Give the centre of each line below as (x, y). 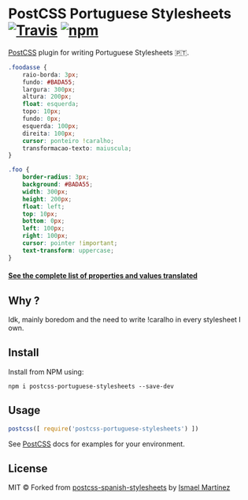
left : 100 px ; (44, 229)
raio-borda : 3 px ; (51, 75)
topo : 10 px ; (42, 111)
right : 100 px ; (45, 236)
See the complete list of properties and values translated (103, 276)
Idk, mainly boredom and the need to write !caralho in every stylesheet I (125, 320)
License (28, 468)
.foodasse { (28, 67)
